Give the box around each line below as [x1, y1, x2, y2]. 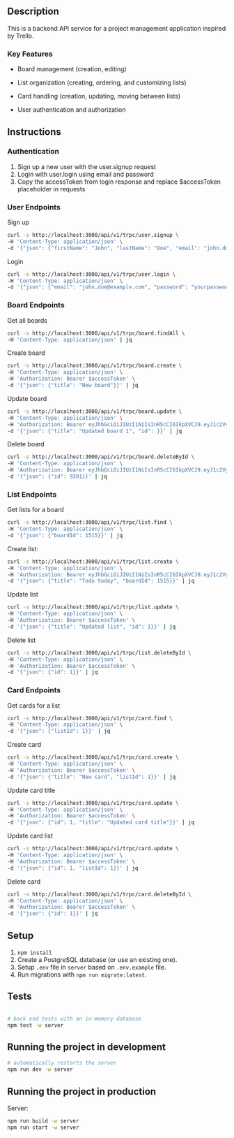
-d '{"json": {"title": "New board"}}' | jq [7, 382, 139, 389]
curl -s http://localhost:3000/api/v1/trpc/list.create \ [7, 558, 179, 565]
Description [7, 6, 59, 17]
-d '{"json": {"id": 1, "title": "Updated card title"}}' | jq [7, 819, 195, 826]
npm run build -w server [7, 1117, 79, 1124]
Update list [7, 590, 38, 599]
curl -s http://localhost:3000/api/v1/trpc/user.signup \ [7, 232, 179, 239]
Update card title [7, 786, 56, 794]
